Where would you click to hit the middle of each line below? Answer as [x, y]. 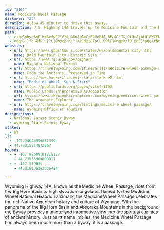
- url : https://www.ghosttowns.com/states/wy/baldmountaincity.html [81, 50]
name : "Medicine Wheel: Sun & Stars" [52, 82]
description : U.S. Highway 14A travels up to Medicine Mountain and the [81, 28]
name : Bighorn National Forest [46, 64]
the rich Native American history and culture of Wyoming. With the [72, 202]
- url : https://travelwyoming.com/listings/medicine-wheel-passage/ [81, 105]
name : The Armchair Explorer [43, 100]
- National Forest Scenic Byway [42, 118]
